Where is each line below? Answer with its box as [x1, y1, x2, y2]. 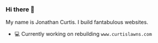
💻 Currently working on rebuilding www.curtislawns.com [14, 31, 152, 38]
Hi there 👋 [5, 5, 35, 14]
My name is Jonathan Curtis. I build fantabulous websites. [5, 19, 148, 26]
